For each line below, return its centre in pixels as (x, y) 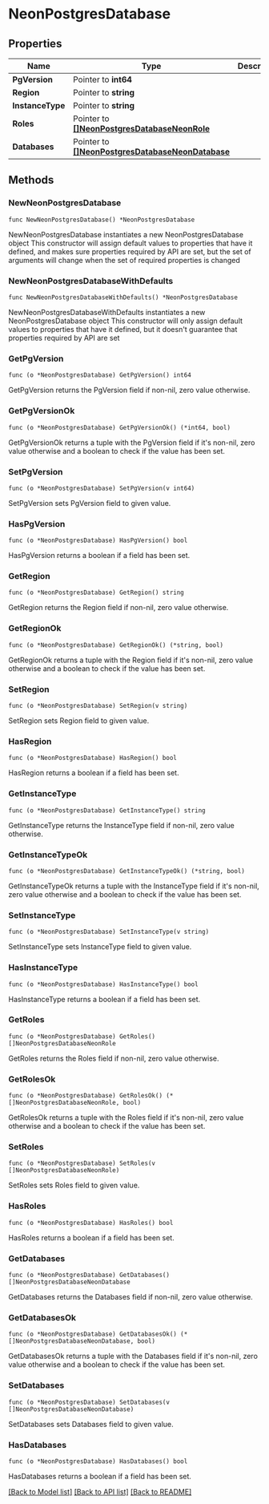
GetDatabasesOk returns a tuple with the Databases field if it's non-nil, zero (133, 1356)
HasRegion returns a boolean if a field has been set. (94, 773)
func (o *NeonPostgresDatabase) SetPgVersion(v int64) (102, 488)
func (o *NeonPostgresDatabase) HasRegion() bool (93, 758)
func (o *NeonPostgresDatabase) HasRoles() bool (91, 1223)
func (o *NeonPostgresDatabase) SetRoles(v (82, 1163)
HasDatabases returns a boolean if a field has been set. (100, 1476)
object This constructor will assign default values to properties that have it (130, 243)
